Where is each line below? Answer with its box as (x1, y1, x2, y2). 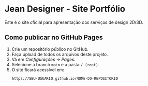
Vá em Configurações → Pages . (11, 57, 75, 62)
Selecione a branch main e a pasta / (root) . (11, 61, 100, 67)
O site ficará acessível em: (11, 67, 65, 72)
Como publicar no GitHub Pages (4, 33, 103, 42)
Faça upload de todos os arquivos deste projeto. (11, 51, 108, 57)
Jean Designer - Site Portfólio (4, 3, 126, 14)
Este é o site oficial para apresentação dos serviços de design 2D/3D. (4, 19, 144, 25)
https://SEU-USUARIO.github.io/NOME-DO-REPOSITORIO (11, 76, 118, 81)
